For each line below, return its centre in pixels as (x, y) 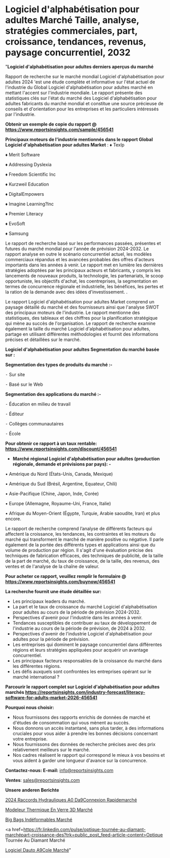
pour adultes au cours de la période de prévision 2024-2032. (77, 612)
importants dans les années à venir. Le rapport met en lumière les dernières (84, 265)
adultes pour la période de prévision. (51, 639)
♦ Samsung (17, 233)
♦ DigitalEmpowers (25, 194)
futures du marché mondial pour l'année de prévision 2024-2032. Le (77, 249)
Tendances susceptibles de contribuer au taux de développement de (84, 623)
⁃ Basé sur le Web (24, 384)
